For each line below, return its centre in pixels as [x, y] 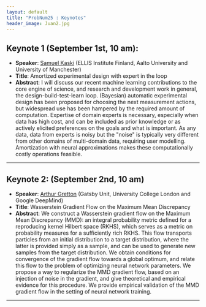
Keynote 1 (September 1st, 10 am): [73, 48]
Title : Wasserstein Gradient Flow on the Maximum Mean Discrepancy [103, 207]
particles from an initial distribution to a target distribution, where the [102, 239]
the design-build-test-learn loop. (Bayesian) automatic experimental [101, 96]
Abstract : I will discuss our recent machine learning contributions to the [106, 83]
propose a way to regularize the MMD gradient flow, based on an [97, 272]
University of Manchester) [48, 70]
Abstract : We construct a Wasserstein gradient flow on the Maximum [103, 213]
